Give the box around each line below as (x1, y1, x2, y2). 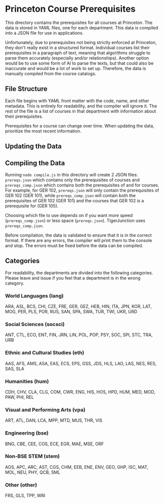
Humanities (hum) (5, 378, 49, 385)
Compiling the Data (5, 159, 65, 167)
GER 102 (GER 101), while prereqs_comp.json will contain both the (5, 192, 136, 198)
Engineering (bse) (5, 430, 49, 437)
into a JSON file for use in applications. (5, 30, 84, 36)
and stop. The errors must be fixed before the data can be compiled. (5, 242, 143, 248)
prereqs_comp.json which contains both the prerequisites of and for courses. (5, 182, 160, 188)
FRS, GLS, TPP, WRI (5, 493, 46, 499)
